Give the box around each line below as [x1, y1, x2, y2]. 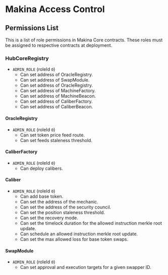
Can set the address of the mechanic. [20, 198, 98, 204]
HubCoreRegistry [5, 54, 49, 61]
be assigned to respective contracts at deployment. [5, 42, 113, 48]
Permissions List [5, 24, 59, 32]
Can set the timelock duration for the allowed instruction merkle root [20, 220, 162, 226]
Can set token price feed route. [20, 132, 85, 138]
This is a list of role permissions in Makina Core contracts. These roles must [5, 37, 163, 43]
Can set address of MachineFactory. [20, 88, 96, 94]
